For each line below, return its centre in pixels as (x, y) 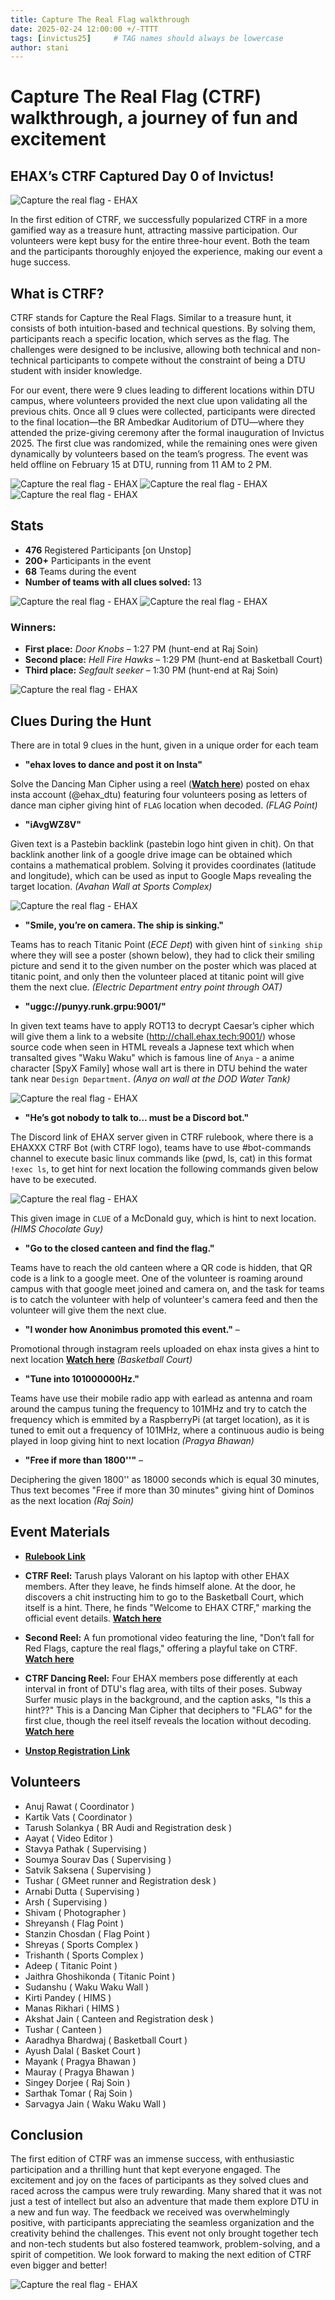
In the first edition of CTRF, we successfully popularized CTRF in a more (159, 220)
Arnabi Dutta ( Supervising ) (82, 1891)
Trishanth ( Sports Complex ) (84, 1955)
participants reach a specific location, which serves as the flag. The (150, 339)
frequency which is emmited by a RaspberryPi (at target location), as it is (160, 1419)
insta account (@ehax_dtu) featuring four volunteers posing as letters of (159, 794)
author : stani (40, 47)
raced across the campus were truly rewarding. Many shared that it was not (166, 2191)
